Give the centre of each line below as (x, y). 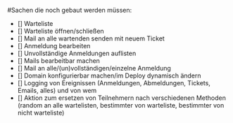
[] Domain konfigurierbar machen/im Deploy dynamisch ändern (109, 75)
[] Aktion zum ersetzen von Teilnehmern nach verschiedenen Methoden (122, 98)
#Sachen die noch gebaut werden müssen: (70, 10)
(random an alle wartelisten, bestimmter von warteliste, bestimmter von (121, 105)
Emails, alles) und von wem (57, 91)
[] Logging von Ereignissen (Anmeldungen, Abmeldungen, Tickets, (114, 83)
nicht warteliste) (41, 113)
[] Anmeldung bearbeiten (54, 46)
